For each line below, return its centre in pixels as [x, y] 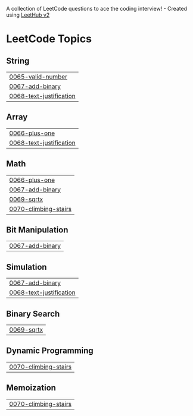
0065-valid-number [38, 77]
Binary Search [33, 313]
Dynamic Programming [50, 351]
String [18, 61]
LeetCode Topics [49, 39]
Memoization [31, 388]
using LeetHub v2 [28, 15]
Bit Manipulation [37, 230]
